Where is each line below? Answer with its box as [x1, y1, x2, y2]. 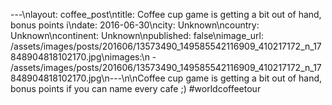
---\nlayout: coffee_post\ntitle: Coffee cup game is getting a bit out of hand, [10, 9, 322, 20]
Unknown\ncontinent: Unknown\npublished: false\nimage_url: [10, 30, 264, 41]
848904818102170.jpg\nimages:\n [10, 51, 150, 63]
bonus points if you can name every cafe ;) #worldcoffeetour [10, 83, 262, 94]
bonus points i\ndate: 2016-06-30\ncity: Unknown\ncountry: [10, 19, 260, 31]
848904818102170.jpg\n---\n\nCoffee [10, 72, 166, 84]
